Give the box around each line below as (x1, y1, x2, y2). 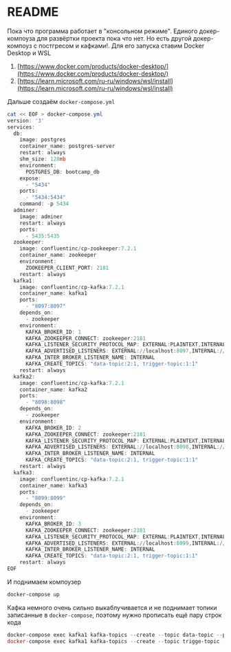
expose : (19, 175, 41, 182)
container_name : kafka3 (19, 482, 88, 489)
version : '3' (7, 117, 45, 124)
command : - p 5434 (19, 200, 69, 207)
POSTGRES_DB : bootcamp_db (25, 168, 100, 176)
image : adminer (19, 213, 63, 220)
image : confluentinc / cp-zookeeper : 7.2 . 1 (19, 245, 137, 252)
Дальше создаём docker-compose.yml (7, 97, 115, 105)
